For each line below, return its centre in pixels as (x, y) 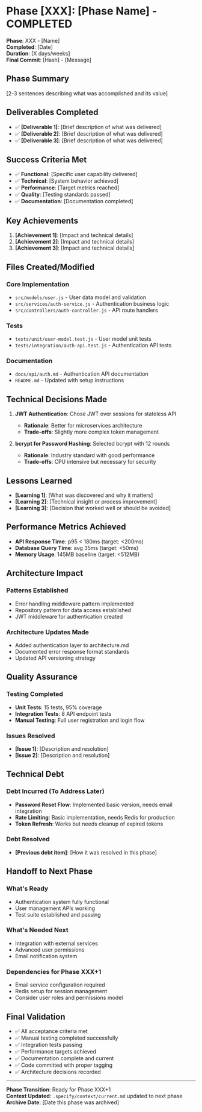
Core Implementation (38, 284)
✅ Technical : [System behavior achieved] (67, 181)
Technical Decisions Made (57, 399)
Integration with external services (56, 943)
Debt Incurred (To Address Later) (55, 791)
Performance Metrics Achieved (66, 527)
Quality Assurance (42, 677)
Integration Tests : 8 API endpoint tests (63, 713)
